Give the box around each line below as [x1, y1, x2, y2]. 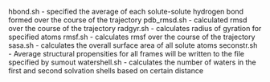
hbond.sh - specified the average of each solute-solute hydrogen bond [8, 7, 243, 16]
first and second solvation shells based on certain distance [8, 66, 203, 75]
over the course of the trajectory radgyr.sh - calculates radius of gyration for [8, 24, 262, 33]
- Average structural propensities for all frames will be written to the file [8, 49, 245, 58]
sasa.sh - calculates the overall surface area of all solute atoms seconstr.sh [8, 41, 258, 50]
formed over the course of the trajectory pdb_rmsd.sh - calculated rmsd [8, 15, 247, 25]
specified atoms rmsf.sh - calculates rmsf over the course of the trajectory [8, 32, 256, 41]
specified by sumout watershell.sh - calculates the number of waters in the [8, 57, 257, 67]
